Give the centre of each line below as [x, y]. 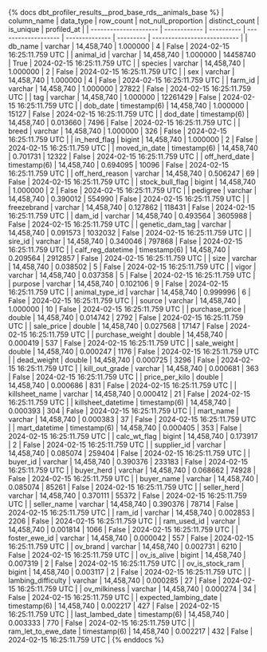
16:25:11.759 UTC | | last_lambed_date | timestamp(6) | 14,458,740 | [119, 614]
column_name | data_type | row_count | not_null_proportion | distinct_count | [134, 21]
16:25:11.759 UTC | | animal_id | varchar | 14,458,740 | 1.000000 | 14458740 [132, 55]
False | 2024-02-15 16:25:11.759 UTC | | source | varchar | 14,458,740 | [124, 300]
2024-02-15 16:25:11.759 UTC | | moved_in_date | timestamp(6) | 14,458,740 [133, 148]
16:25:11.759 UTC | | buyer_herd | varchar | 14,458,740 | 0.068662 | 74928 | [132, 470]
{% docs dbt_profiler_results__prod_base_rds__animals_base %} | [116, 12]
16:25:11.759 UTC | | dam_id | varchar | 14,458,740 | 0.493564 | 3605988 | [130, 216]
